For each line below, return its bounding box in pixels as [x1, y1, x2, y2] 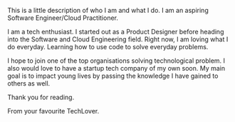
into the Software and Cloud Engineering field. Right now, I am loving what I [7, 35, 229, 44]
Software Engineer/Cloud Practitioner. [7, 14, 119, 22]
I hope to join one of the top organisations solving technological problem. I [7, 56, 226, 65]
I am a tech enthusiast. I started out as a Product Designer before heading [7, 28, 224, 36]
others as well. [7, 79, 51, 88]
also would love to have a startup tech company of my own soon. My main [7, 64, 226, 72]
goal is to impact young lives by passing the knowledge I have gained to [7, 71, 219, 80]
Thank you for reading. [7, 93, 75, 101]
